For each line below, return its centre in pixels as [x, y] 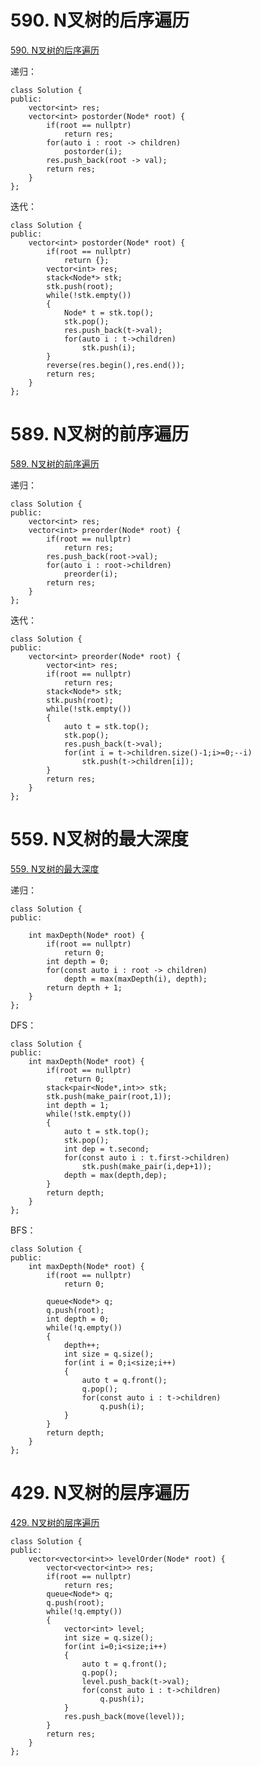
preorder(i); [90, 574]
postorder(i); [93, 151]
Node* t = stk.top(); [109, 312]
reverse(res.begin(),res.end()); [116, 365]
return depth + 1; [84, 987]
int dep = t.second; [106, 1149]
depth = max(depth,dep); [115, 1175]
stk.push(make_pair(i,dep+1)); [147, 1166]
